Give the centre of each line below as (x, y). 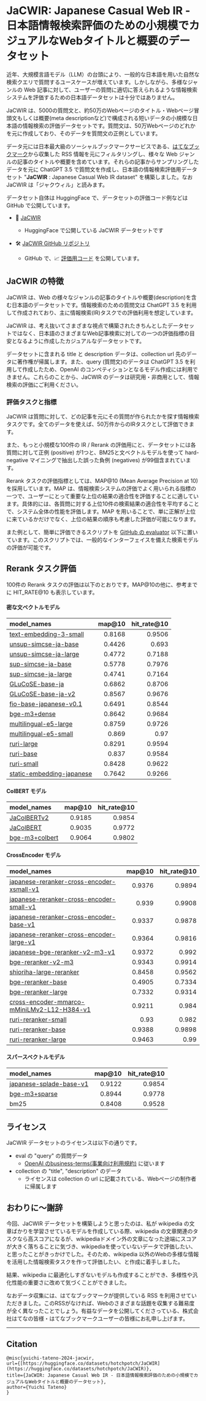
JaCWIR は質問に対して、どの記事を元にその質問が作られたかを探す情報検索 (103, 417)
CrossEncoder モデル (34, 855)
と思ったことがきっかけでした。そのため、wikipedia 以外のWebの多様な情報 (103, 1255)
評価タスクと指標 (32, 402)
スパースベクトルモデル (36, 1057)
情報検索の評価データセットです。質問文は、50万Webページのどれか (109, 126)
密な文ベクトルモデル (33, 607)
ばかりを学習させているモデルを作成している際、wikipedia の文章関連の (102, 1231)
